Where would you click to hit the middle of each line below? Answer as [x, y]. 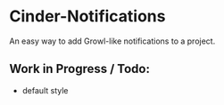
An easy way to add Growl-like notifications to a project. [112, 41]
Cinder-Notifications [87, 16]
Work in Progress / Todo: [79, 69]
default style [45, 90]
